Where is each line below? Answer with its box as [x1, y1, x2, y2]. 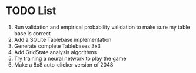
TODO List [5, 4, 57, 18]
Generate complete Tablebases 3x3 [14, 42, 101, 49]
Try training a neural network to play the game [14, 55, 127, 62]
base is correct [14, 29, 51, 36]
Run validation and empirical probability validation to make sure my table [14, 24, 190, 31]
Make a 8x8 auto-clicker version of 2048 [14, 61, 114, 68]
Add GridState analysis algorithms [14, 48, 97, 55]
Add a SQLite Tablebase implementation [14, 36, 112, 43]
